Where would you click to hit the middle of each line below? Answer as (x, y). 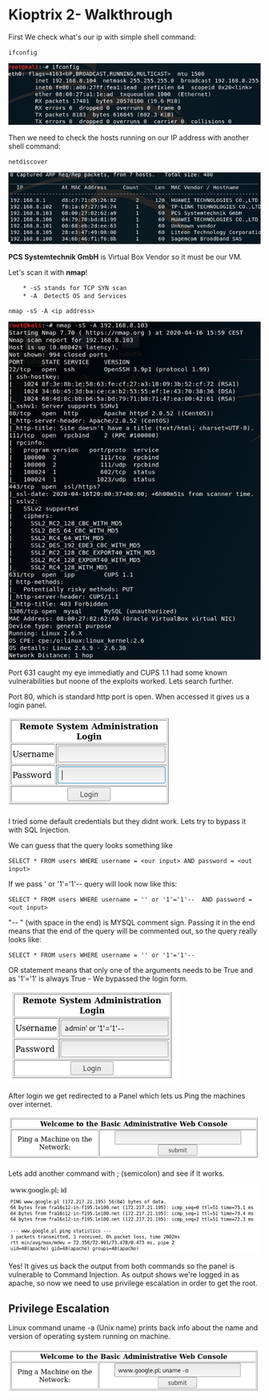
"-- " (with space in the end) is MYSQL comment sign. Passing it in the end (132, 922)
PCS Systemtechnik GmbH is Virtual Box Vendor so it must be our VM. (125, 257)
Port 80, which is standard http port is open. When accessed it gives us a (129, 696)
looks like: (25, 939)
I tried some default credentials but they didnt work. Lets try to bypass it (127, 821)
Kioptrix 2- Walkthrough (91, 15)
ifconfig (23, 52)
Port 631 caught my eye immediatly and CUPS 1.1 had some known (118, 672)
